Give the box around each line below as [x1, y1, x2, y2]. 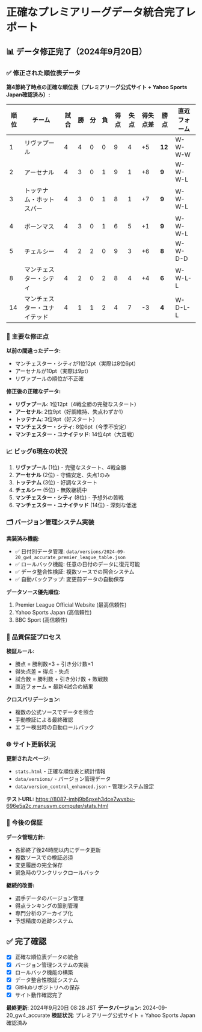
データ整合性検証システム [14, 976, 79, 983]
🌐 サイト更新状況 [6, 740, 56, 748]
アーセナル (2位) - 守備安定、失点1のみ [14, 471, 110, 479]
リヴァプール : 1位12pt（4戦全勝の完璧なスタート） [14, 401, 139, 408]
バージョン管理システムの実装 [14, 961, 89, 968]
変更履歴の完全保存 [14, 861, 63, 868]
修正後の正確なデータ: [6, 388, 61, 395]
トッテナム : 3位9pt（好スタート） [14, 416, 98, 423]
